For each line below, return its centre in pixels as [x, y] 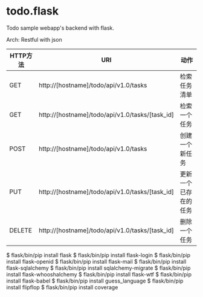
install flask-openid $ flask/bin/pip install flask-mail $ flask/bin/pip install [96, 261]
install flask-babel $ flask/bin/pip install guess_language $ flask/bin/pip [95, 281]
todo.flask [33, 11]
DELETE [21, 230]
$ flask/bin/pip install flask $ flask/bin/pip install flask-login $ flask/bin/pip [98, 255]
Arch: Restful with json [34, 39]
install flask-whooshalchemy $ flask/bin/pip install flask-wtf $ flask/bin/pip [99, 274]
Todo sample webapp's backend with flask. [60, 28]
